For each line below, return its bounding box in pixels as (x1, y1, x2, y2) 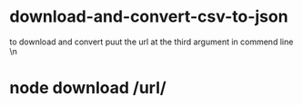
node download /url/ (9, 78, 167, 99)
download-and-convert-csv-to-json (9, 6, 288, 27)
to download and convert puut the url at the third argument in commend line (9, 36, 294, 47)
